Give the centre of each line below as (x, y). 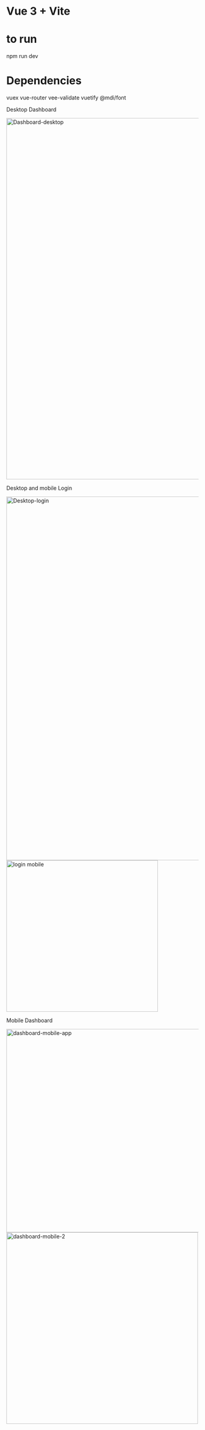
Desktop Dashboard (31, 110)
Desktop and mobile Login (39, 488)
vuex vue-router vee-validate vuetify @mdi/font (66, 98)
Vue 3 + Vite (38, 11)
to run (22, 39)
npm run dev (22, 56)
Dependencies (44, 81)
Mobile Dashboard (30, 1020)
